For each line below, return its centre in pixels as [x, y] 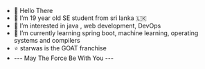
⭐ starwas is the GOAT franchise [60, 48]
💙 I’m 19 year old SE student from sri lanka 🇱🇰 [80, 18]
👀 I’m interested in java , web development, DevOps [87, 26]
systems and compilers [47, 40]
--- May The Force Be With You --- [64, 58]
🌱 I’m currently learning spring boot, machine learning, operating [106, 33]
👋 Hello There [33, 11]
